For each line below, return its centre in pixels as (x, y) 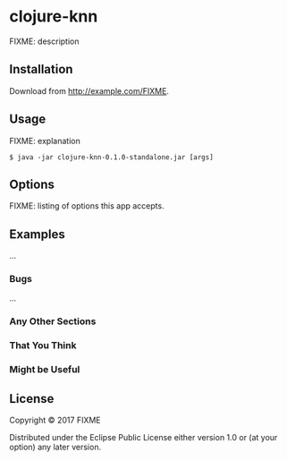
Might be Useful (45, 370)
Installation (41, 69)
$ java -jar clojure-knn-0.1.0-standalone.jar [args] (112, 157)
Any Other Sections (53, 321)
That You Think (43, 346)
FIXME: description (44, 41)
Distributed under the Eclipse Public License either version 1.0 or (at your (143, 438)
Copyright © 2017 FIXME (55, 420)
